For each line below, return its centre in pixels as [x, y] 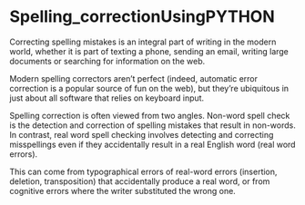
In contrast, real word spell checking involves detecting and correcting [142, 134]
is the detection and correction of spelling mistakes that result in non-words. [152, 125]
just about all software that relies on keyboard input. [107, 98]
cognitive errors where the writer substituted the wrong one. [123, 190]
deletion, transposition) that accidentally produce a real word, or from [140, 181]
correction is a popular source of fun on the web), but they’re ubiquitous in [149, 88]
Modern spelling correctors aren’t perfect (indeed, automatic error [133, 78]
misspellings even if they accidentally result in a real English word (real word [152, 144]
